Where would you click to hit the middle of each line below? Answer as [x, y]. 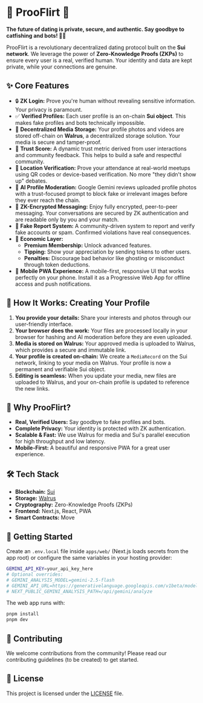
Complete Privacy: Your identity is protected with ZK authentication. [100, 429]
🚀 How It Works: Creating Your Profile [78, 303]
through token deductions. [57, 264]
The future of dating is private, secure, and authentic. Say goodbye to [95, 29]
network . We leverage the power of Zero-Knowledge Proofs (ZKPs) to [95, 53]
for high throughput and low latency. [60, 442]
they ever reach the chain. [47, 200]
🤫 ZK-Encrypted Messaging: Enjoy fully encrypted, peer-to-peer [96, 206]
